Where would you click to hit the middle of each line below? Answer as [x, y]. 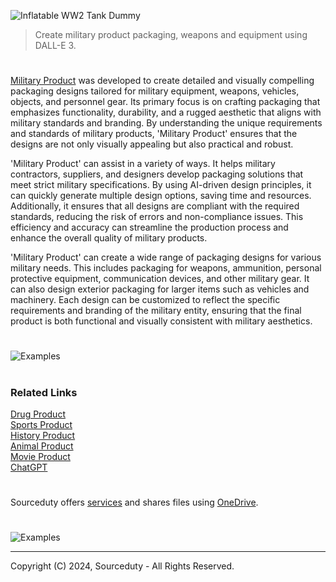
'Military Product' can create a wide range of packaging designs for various [166, 257]
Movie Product [40, 456]
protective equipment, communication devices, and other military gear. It [160, 279]
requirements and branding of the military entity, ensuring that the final [156, 311]
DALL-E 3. [55, 45]
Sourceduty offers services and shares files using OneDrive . [134, 502]
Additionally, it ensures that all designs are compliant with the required [155, 206]
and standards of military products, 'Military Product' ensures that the [154, 134]
